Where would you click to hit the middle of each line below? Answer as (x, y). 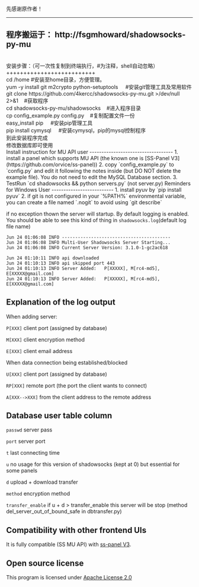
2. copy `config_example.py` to (137, 164)
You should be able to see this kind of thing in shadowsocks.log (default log (96, 220)
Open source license (45, 563)
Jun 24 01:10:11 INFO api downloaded (53, 258)
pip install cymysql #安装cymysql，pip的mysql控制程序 (76, 130)
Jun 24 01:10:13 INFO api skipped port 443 (61, 263)
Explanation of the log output (61, 302)
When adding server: (32, 316)
